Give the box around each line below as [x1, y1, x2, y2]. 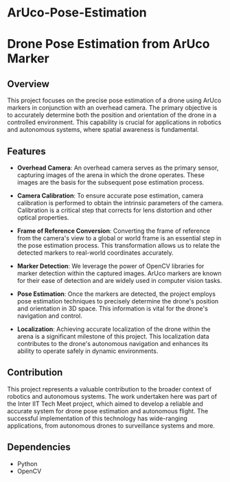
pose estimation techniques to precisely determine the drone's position [16, 297, 219, 305]
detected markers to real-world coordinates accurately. [16, 249, 174, 257]
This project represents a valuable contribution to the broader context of [7, 385, 211, 393]
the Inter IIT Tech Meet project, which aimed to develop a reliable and [7, 400, 204, 408]
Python [16, 459, 38, 468]
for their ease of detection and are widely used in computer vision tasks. [16, 277, 222, 284]
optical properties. [16, 214, 69, 221]
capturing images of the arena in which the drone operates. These [16, 171, 205, 179]
